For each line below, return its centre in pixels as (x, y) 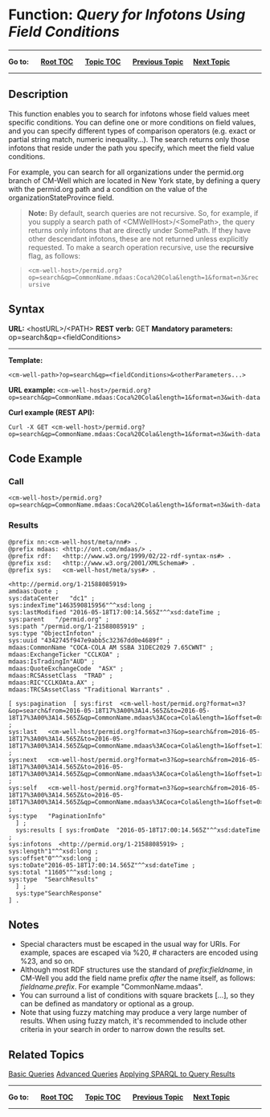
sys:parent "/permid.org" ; (59, 619)
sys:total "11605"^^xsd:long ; (61, 872)
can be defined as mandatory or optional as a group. (107, 1004)
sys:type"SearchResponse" (59, 893)
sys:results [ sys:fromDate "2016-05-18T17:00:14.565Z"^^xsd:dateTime (138, 830)
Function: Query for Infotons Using (127, 15)
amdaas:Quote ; (34, 591)
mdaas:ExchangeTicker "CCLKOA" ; (64, 654)
